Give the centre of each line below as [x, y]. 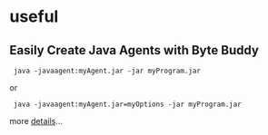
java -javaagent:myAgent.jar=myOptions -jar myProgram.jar [128, 104]
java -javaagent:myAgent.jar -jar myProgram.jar [107, 71]
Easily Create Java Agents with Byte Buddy [134, 50]
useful [34, 17]
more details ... [36, 121]
